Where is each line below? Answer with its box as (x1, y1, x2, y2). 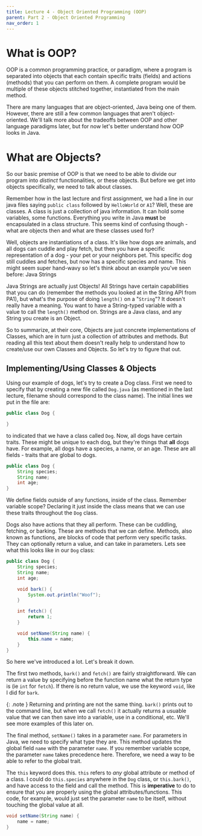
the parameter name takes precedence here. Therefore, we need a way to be (6, 751, 195, 759)
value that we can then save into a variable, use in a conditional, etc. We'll (6, 714, 190, 721)
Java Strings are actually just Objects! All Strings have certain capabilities (6, 282, 189, 290)
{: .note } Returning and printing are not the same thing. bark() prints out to (6, 701, 193, 708)
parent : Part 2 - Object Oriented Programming (6, 15, 125, 21)
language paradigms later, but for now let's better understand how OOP (6, 123, 184, 130)
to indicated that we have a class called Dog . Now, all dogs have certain (6, 432, 183, 439)
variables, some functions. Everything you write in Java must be (6, 214, 166, 221)
